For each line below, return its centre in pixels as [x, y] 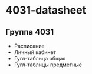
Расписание [29, 46]
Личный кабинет [35, 52]
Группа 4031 [30, 32]
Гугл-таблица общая [40, 58]
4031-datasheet [46, 10]
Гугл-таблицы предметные [48, 65]
